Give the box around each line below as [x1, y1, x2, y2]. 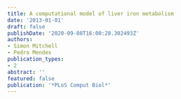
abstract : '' [7, 68, 46, 75]
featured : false [7, 75, 55, 82]
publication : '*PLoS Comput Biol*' [7, 82, 112, 89]
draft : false [7, 23, 46, 30]
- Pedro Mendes [7, 49, 52, 56]
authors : [7, 36, 33, 43]
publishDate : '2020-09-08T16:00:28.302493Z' [7, 29, 140, 37]
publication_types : [7, 56, 65, 63]
